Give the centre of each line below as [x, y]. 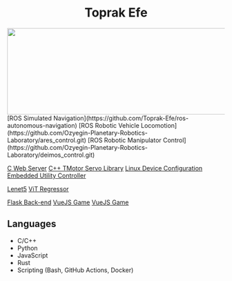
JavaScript [32, 255]
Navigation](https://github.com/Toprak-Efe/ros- [121, 118]
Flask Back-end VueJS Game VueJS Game [68, 202]
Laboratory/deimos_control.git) [51, 155]
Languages [32, 224]
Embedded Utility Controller [47, 175]
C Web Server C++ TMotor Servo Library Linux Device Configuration [105, 168]
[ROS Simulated [30, 118]
